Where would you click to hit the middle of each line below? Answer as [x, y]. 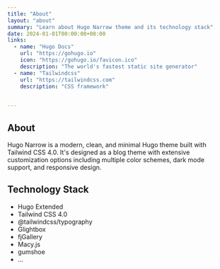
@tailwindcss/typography [55, 222]
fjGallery [30, 236]
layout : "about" [31, 21]
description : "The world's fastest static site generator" [109, 67]
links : [17, 40]
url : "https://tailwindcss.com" [68, 80]
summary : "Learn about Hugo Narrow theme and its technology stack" [110, 27]
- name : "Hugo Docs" [44, 47]
